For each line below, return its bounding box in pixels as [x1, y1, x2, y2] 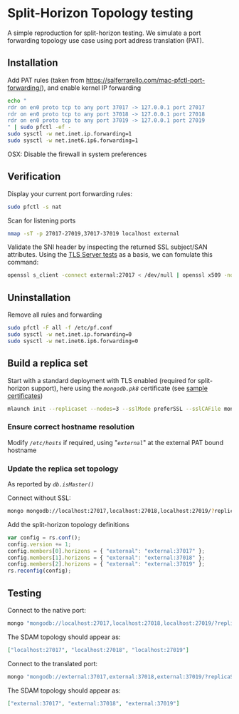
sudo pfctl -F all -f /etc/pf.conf [7, 325, 113, 332]
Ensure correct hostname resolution [7, 422, 135, 432]
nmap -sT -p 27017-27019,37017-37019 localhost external [7, 230, 180, 237]
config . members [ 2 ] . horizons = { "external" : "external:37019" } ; [7, 561, 206, 568]
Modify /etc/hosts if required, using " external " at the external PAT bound [7, 438, 224, 447]
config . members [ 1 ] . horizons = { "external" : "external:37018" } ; [7, 554, 206, 561]
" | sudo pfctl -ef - [7, 123, 72, 131]
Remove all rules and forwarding [7, 310, 102, 319]
